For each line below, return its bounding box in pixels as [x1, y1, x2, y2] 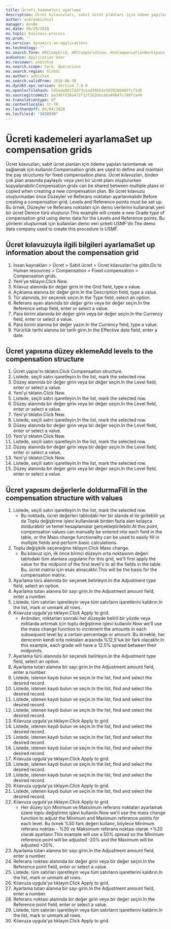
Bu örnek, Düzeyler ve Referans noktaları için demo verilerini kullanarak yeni [6, 204, 165, 210]
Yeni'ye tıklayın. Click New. [13, 278, 68, 284]
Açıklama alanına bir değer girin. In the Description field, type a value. [13, 289, 158, 295]
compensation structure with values [6, 494, 123, 502]
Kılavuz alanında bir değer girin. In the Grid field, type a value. [13, 283, 142, 290]
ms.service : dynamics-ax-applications [6, 41, 88, 46]
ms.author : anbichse [6, 74, 50, 79]
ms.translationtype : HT [6, 97, 56, 102]
